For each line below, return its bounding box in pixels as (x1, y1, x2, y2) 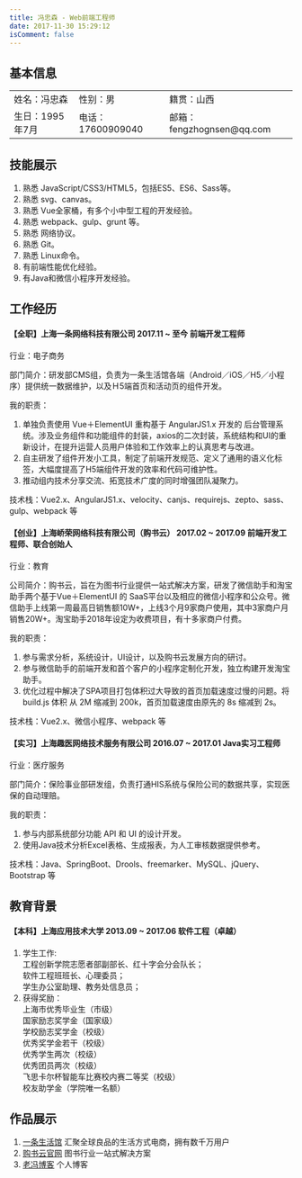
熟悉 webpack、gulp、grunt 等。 (22, 217, 145, 227)
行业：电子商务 (9, 350, 65, 361)
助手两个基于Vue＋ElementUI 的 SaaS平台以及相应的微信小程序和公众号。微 (9, 590, 290, 601)
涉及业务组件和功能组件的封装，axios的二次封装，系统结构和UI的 (38, 429, 279, 441)
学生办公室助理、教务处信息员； (22, 981, 141, 992)
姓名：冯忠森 (13, 94, 69, 106)
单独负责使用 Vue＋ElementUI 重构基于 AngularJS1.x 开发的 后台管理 (22, 418, 276, 429)
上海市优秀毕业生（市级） (22, 1003, 118, 1014)
